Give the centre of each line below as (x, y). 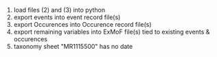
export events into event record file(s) (67, 17)
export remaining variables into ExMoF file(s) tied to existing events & (112, 32)
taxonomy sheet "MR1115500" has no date (73, 46)
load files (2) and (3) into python (59, 10)
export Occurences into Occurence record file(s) (83, 24)
